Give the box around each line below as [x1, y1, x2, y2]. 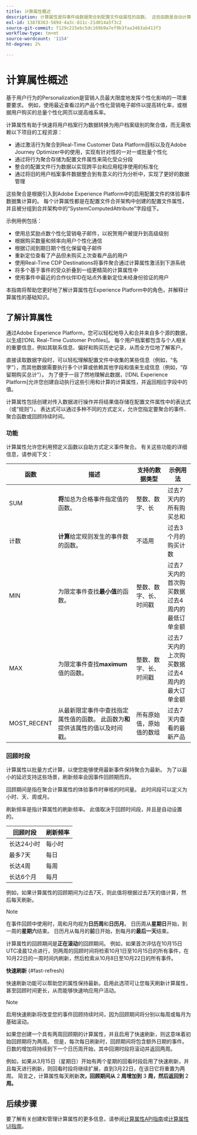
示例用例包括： [6, 217, 42, 224]
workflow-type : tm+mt [6, 31, 59, 36]
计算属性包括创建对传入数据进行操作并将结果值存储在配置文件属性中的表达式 [6, 398, 191, 405]
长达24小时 [9, 840, 40, 848]
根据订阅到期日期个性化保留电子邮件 [14, 244, 103, 251]
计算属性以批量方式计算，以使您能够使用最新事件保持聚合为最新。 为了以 [6, 766, 182, 773]
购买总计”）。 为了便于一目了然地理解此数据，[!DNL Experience [16, 371, 168, 378]
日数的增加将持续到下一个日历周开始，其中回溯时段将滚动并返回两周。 [6, 1045, 176, 1052]
